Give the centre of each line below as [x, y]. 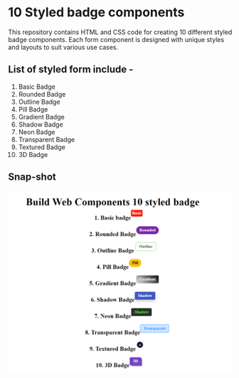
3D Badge [33, 154]
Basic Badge [37, 87]
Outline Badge [39, 102]
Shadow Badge [41, 124]
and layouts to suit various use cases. [63, 47]
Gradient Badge [41, 117]
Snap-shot [32, 177]
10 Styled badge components [96, 12]
